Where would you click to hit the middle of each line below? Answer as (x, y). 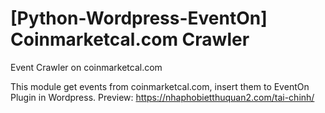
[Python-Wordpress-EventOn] (139, 18)
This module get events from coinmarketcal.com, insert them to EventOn (160, 86)
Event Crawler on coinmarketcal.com (86, 67)
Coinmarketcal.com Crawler (130, 39)
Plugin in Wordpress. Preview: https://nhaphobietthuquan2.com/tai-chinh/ (162, 97)
